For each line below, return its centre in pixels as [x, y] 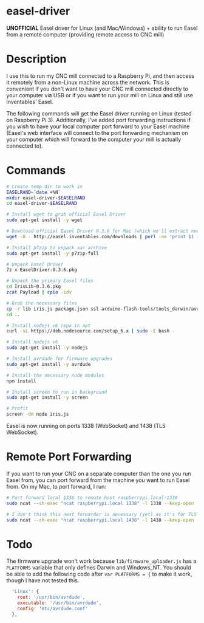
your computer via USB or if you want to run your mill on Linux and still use [100, 95]
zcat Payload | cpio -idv [39, 292]
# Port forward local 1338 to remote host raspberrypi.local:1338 [92, 498]
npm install [21, 381]
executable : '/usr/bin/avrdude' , [59, 603]
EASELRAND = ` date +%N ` [34, 192]
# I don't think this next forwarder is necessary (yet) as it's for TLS [102, 514]
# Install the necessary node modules [55, 375]
